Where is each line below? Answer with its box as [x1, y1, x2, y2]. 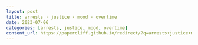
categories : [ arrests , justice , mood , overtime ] [6, 25, 128, 31]
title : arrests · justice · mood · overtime [6, 14, 117, 20]
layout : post [6, 8, 38, 15]
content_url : [6, 30, 38, 36]
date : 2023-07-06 [6, 19, 49, 25]
